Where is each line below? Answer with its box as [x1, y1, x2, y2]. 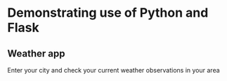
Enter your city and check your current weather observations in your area [7, 66, 220, 74]
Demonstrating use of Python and [7, 5, 209, 21]
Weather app [7, 47, 65, 59]
